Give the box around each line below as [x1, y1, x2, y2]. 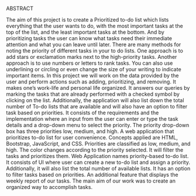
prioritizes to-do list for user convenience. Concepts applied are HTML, [6, 134, 178, 141]
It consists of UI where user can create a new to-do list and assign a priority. [6, 159, 190, 166]
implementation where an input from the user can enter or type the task [6, 116, 178, 122]
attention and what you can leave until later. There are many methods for [6, 41, 181, 48]
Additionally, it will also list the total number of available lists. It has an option [6, 165, 191, 171]
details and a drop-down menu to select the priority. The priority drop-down [6, 122, 190, 128]
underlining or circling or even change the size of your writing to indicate [6, 66, 181, 72]
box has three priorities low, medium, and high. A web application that [6, 128, 174, 135]
